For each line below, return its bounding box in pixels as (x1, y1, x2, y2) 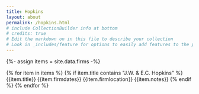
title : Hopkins (6, 8, 44, 15)
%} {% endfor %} (6, 82, 49, 89)
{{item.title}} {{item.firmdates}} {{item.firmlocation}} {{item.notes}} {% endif (6, 75, 191, 83)
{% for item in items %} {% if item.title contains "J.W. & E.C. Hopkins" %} (6, 69, 184, 76)
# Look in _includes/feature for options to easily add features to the (6, 42, 190, 48)
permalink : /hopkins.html (6, 20, 70, 25)
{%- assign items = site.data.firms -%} (6, 57, 101, 65)
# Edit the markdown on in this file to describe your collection (6, 36, 174, 42)
